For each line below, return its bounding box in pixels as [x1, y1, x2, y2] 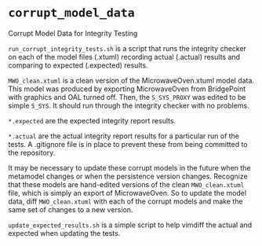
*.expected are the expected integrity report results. [8, 116, 176, 125]
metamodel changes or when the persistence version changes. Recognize [8, 171, 249, 181]
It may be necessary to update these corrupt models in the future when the [8, 163, 251, 172]
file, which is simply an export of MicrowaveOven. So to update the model [8, 188, 247, 197]
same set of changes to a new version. [8, 204, 133, 214]
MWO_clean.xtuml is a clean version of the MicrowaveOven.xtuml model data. [8, 75, 255, 85]
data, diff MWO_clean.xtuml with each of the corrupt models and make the [8, 196, 243, 206]
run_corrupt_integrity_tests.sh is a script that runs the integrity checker [8, 43, 247, 53]
